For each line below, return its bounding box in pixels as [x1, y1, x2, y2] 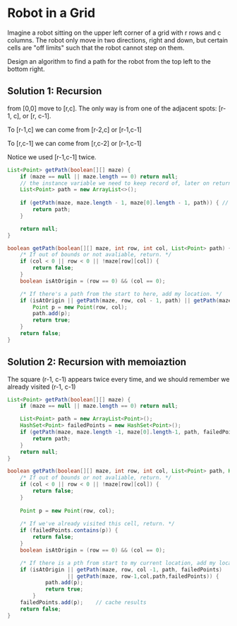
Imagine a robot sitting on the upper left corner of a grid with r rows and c [7, 28, 221, 37]
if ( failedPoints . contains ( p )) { [20, 527, 119, 534]
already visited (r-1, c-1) [7, 382, 76, 391]
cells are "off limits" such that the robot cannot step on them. [7, 43, 185, 52]
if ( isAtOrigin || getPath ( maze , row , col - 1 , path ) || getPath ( [20, 297, 219, 304]
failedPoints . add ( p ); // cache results [20, 599, 147, 606]
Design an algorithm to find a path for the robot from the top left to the [7, 57, 212, 65]
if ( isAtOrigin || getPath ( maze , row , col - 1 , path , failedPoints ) [20, 566, 223, 573]
